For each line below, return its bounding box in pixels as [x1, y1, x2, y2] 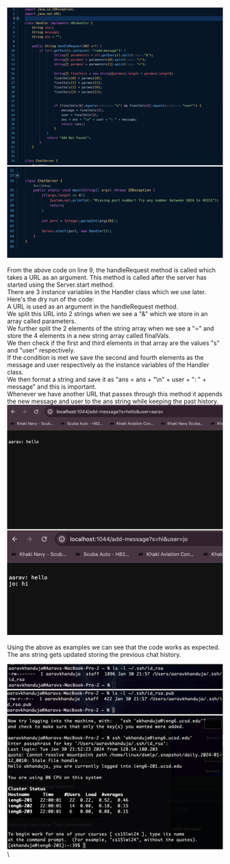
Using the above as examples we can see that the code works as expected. [7, 643, 220, 651]
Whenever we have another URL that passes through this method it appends [7, 390, 222, 398]
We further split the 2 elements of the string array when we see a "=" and [7, 324, 214, 333]
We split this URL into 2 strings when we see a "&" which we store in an [7, 310, 208, 318]
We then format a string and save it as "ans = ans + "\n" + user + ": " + [7, 375, 207, 384]
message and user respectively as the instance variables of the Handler [7, 361, 210, 369]
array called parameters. [7, 317, 77, 326]
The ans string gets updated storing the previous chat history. [7, 650, 181, 658]
